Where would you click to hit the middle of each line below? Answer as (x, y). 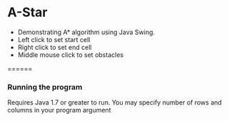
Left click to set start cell (54, 39)
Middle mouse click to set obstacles (70, 55)
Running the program (45, 87)
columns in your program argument (59, 110)
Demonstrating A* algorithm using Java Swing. (86, 32)
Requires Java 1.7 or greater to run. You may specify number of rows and (115, 102)
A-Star (27, 12)
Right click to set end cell (55, 47)
